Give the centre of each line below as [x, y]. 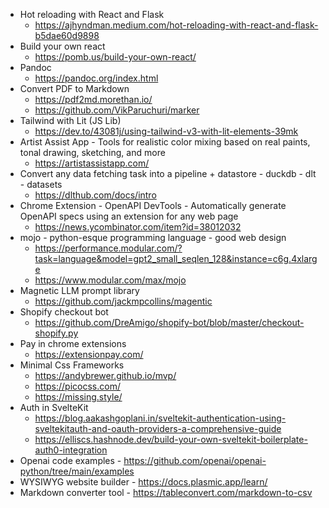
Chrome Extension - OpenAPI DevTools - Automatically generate [153, 205]
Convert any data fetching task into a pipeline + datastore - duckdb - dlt [168, 173]
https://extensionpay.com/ [89, 354]
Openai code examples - [70, 460]
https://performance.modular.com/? [108, 248]
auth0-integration [71, 450]
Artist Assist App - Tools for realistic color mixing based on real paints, [165, 142]
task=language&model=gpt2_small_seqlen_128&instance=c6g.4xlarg [176, 258]
